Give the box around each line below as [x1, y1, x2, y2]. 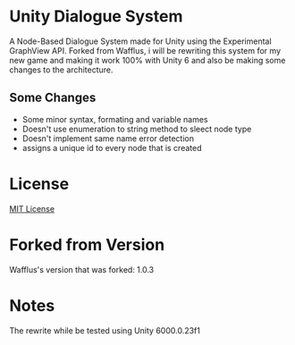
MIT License [9, 203, 55, 214]
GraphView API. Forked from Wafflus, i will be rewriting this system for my [9, 45, 282, 55]
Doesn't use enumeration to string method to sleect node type [21, 123, 252, 134]
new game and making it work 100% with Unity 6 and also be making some [9, 55, 286, 65]
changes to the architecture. [9, 64, 114, 75]
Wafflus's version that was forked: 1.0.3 [9, 264, 155, 274]
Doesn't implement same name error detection [21, 132, 195, 144]
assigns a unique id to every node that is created [21, 142, 202, 153]
